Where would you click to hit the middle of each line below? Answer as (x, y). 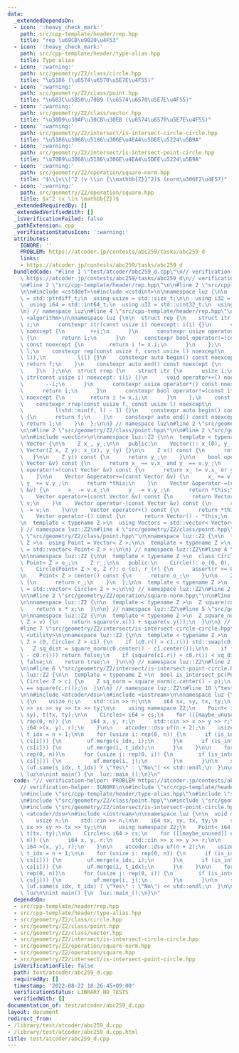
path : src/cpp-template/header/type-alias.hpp (90, 54)
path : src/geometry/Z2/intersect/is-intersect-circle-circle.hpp (119, 133)
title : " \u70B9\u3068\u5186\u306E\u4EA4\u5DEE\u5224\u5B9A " (111, 160)
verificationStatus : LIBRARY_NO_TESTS (71, 993)
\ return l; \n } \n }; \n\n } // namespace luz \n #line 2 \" (112, 424)
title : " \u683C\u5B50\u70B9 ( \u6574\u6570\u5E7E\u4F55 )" (106, 100)
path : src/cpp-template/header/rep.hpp (79, 34)
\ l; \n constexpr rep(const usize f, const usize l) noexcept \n (122, 351)
